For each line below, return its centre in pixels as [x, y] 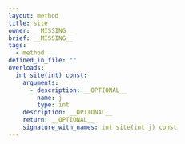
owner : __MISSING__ [41, 30]
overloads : [26, 68]
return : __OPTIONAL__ [58, 120]
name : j [50, 98]
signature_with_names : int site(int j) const [100, 127]
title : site [28, 23]
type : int [53, 105]
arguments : [41, 82]
